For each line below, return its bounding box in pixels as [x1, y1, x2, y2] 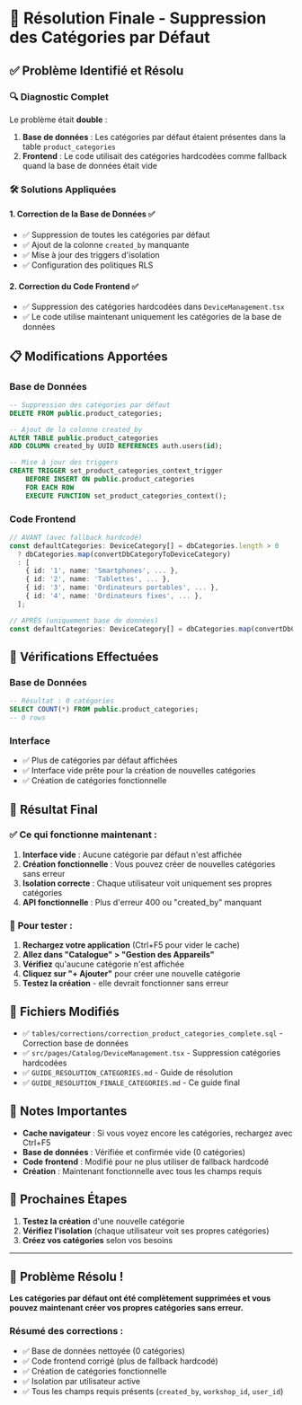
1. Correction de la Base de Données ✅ [9, 208, 155, 219]
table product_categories [22, 141, 117, 152]
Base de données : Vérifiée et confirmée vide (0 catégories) [22, 1146, 245, 1157]
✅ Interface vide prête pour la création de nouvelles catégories [22, 765, 256, 776]
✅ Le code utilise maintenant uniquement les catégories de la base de [22, 312, 282, 323]
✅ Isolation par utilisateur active [22, 1375, 141, 1386]
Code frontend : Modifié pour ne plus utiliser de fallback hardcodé [22, 1156, 270, 1167]
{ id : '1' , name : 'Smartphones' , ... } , [25, 566, 179, 576]
